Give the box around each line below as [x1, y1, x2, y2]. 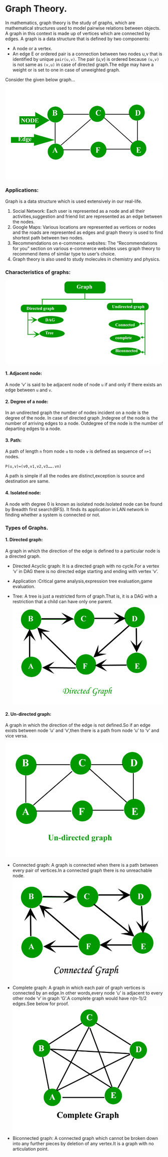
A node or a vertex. [12, 45, 53, 51]
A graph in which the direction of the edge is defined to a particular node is [5, 548, 160, 554]
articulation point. [12, 1146, 49, 1152]
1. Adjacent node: [5, 370, 43, 376]
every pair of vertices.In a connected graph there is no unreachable [12, 867, 152, 873]
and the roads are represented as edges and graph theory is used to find [12, 229, 163, 235]
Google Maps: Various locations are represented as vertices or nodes [12, 224, 156, 230]
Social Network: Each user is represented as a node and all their [12, 208, 145, 214]
